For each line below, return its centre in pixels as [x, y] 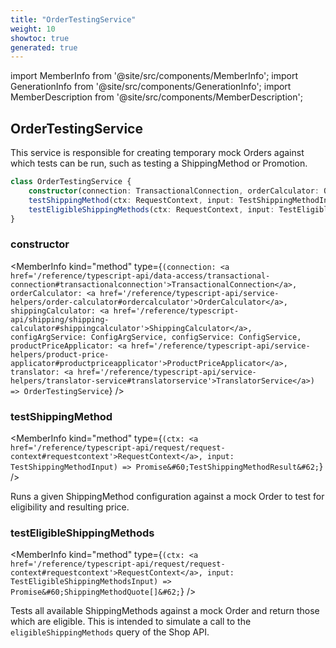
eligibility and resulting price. [70, 507]
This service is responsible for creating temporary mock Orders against [157, 153]
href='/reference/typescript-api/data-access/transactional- [140, 276]
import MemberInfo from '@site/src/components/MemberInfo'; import [154, 76]
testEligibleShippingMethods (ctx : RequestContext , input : [151, 209]
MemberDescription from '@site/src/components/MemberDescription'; [156, 97]
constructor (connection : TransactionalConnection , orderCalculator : [174, 191]
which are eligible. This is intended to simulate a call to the [131, 622]
